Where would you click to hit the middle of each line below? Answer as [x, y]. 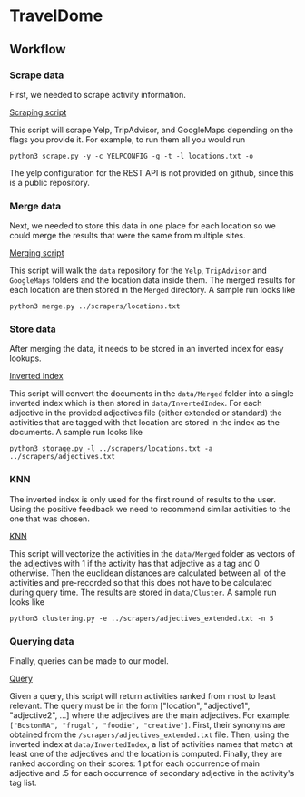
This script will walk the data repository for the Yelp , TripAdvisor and [138, 271]
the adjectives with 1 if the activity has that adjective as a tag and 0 [135, 563]
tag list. [23, 783]
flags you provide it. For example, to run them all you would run [128, 139]
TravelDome [56, 16]
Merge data [35, 206]
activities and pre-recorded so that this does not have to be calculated [141, 582]
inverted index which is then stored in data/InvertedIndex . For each [136, 403]
